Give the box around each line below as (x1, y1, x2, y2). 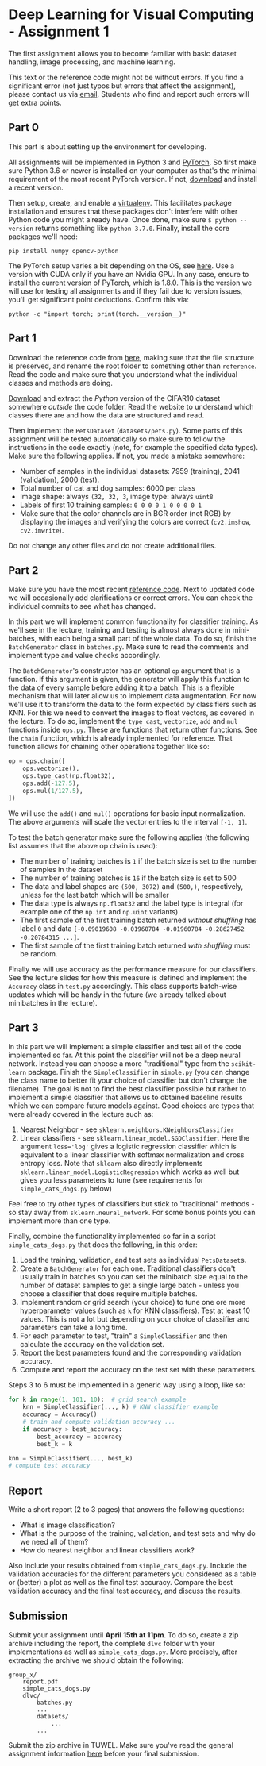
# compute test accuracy (8, 1462, 91, 1470)
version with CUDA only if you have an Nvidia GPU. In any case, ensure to (8, 269, 249, 279)
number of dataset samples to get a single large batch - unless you (19, 1280, 240, 1291)
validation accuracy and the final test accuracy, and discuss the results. (8, 1586, 242, 1596)
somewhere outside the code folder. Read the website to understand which (8, 402, 254, 411)
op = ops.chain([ (8, 757, 66, 765)
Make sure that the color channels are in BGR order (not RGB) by (19, 508, 232, 517)
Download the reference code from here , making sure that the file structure (8, 352, 255, 362)
